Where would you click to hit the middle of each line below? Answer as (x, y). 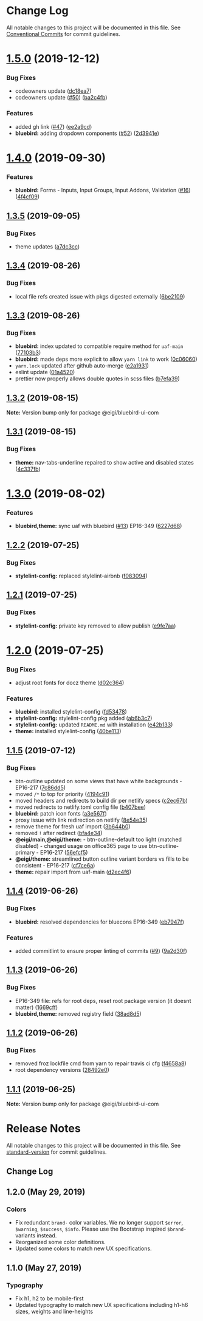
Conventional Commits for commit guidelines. (63, 34)
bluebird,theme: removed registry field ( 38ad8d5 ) (78, 1013)
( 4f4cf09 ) (27, 197)
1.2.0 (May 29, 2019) (46, 1192)
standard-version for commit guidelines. (57, 1152)
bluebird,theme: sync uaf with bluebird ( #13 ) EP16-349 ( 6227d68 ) (98, 526)
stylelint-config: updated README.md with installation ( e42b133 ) (94, 725)
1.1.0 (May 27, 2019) (44, 1268)
